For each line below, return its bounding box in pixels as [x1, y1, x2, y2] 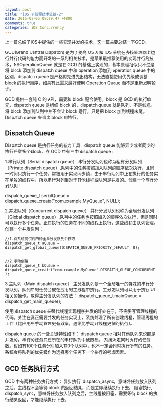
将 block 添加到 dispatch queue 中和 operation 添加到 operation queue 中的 [5, 68, 155, 73]
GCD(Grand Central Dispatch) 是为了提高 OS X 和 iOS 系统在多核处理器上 [5, 50, 151, 55]
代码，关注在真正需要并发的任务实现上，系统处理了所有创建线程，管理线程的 [5, 314, 158, 320]
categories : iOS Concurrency [5, 25, 64, 30]
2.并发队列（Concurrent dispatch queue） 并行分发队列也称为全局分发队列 [5, 207, 154, 214]
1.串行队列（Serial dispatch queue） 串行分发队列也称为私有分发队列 [5, 158, 142, 164]
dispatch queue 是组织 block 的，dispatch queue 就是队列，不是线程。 [13, 102, 155, 108]
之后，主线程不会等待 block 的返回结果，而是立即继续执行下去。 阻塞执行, [5, 384, 153, 390]
